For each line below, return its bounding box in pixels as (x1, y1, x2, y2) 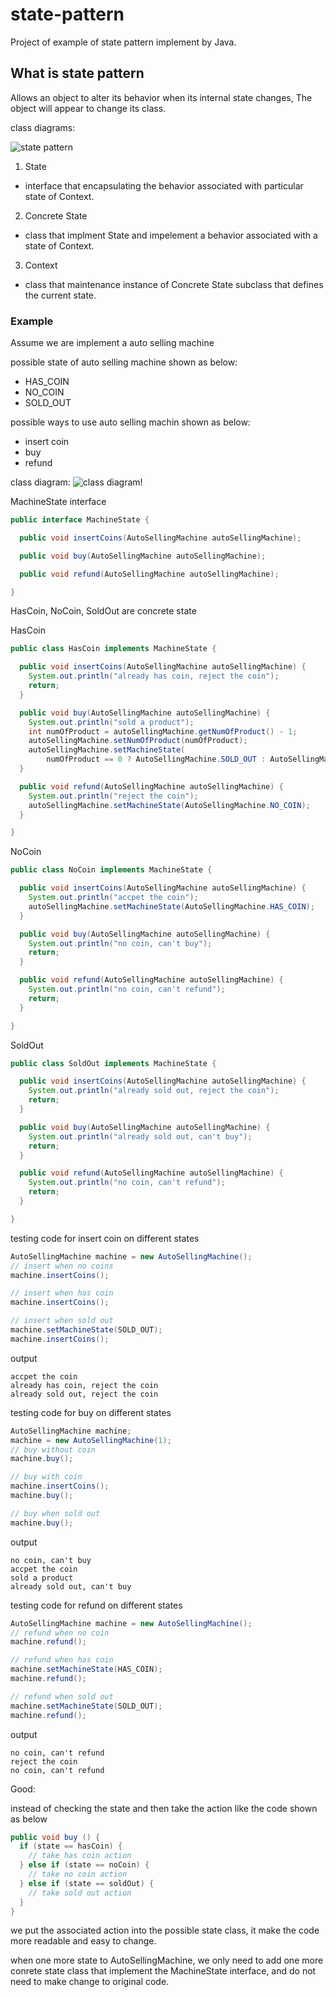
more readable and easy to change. (10, 1935, 157, 1947)
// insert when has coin (10, 1288, 114, 1298)
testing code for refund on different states (10, 1599, 183, 1611)
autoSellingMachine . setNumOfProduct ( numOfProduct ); (28, 736, 248, 746)
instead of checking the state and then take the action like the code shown (10, 1802, 318, 1814)
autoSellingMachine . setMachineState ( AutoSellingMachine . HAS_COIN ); (28, 901, 315, 912)
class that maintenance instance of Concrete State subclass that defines (24, 278, 324, 290)
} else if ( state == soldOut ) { (19, 1878, 155, 1888)
